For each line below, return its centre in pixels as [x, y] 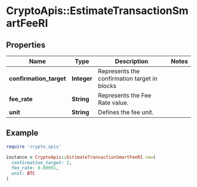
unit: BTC [23, 174]
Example [22, 133]
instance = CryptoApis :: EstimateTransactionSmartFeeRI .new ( [81, 157]
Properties [26, 45]
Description [132, 61]
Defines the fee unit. [126, 112]
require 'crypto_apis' [34, 147]
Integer [82, 79]
